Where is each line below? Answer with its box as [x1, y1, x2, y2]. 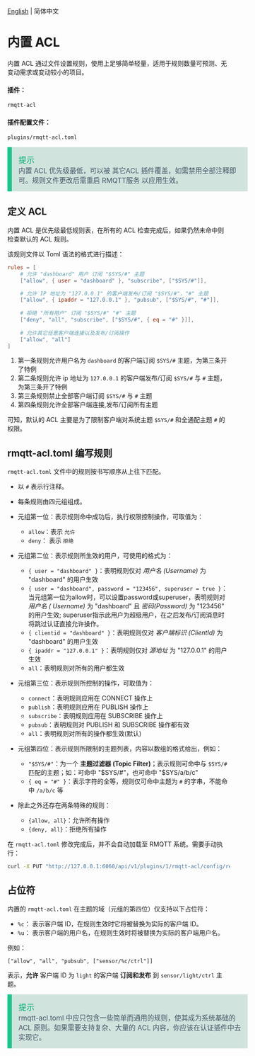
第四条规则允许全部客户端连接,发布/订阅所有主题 [17, 400, 158, 409]
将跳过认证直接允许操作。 [28, 620, 103, 628]
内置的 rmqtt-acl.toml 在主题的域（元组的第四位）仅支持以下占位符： [7, 904, 210, 913]
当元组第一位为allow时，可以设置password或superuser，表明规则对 [28, 593, 226, 601]
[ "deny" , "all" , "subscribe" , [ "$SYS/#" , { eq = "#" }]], [20, 317, 194, 324]
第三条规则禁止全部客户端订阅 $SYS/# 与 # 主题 [17, 392, 153, 400]
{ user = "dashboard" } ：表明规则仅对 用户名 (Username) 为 [28, 567, 206, 575]
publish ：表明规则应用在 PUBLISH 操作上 [28, 703, 149, 711]
